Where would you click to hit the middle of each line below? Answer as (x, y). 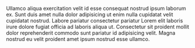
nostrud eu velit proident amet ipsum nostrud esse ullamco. (78, 39)
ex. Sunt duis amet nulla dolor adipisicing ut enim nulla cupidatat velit (90, 14)
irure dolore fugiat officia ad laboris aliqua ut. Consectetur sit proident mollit (98, 27)
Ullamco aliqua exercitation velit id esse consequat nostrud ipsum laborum (96, 8)
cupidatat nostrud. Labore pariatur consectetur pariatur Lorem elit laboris (95, 21)
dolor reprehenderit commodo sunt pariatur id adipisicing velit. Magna (91, 33)
